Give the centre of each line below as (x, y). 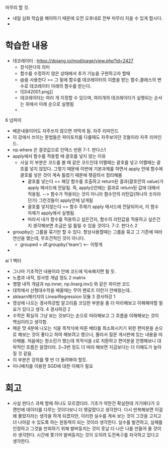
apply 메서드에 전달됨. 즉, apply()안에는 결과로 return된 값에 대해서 (94, 187)
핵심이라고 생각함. (30, 322)
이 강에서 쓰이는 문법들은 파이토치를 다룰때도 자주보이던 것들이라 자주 (80, 137)
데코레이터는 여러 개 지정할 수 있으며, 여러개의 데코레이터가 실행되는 (87, 97)
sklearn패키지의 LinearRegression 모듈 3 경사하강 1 (64, 296)
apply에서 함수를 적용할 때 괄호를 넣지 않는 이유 (59, 156)
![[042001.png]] (36, 91)
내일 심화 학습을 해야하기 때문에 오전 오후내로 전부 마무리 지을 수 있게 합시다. (88, 18)
